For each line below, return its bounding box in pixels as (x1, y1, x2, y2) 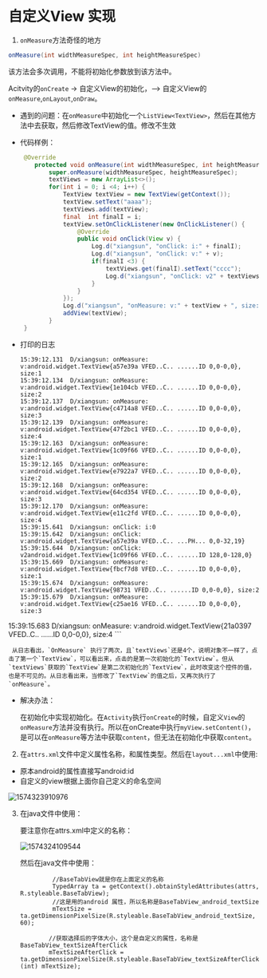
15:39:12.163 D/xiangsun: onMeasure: (19, 439, 149, 447)
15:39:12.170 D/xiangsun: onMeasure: (19, 502, 149, 510)
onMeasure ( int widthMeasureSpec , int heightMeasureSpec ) (8, 51, 202, 59)
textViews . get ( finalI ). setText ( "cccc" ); (105, 264, 241, 272)
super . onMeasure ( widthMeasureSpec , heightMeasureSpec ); (49, 168, 238, 176)
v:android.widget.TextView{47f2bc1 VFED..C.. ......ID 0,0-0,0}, (19, 425, 241, 434)
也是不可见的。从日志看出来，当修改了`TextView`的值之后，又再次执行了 (8, 671, 217, 679)
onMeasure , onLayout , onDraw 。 (8, 93, 102, 103)
